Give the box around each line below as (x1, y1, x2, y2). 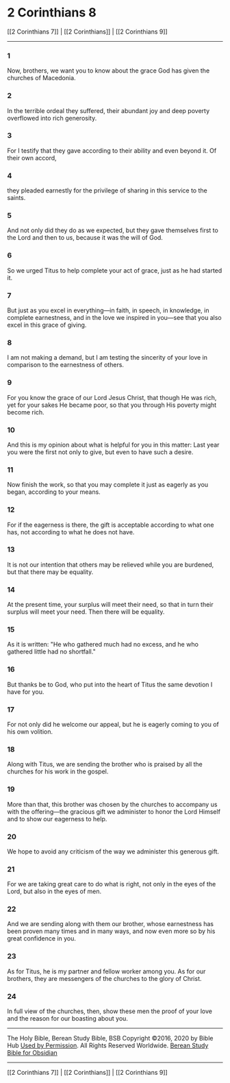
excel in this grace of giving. (7, 321, 87, 329)
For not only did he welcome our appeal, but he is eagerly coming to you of (7, 720, 219, 728)
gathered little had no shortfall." (7, 647, 96, 656)
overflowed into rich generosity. (7, 114, 97, 122)
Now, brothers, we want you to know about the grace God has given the (7, 66, 210, 75)
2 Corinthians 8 (7, 5, 97, 21)
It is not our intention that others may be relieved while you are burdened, (7, 560, 214, 569)
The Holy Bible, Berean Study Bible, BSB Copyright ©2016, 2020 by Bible (7, 1034, 214, 1043)
